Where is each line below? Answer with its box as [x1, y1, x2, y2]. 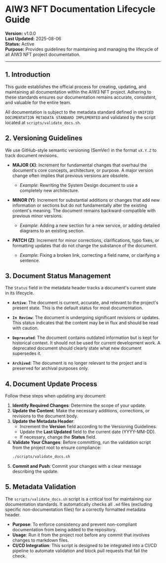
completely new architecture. [19, 187, 80, 193]
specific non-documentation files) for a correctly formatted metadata [5, 507, 146, 512]
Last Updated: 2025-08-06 [5, 36, 62, 42]
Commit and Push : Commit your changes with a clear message [12, 463, 142, 469]
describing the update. [12, 468, 59, 474]
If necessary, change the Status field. [19, 434, 97, 440]
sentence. [19, 257, 41, 263]
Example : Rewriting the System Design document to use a [19, 182, 138, 188]
